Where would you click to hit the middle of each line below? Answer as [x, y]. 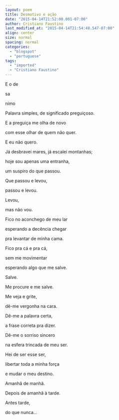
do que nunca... [21, 412]
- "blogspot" [23, 51]
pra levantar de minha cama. [34, 239]
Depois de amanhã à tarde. [33, 393]
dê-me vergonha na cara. [31, 306]
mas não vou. [19, 210]
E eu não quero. [21, 142]
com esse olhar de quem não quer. [41, 132]
